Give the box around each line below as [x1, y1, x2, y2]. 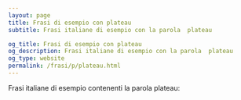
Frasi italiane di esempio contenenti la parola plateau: [8, 83, 181, 92]
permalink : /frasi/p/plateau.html [8, 62, 122, 70]
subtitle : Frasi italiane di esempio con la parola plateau [8, 26, 213, 34]
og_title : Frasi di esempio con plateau [8, 40, 143, 48]
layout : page [8, 11, 51, 20]
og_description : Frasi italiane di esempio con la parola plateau [8, 48, 234, 55]
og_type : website [8, 55, 65, 62]
